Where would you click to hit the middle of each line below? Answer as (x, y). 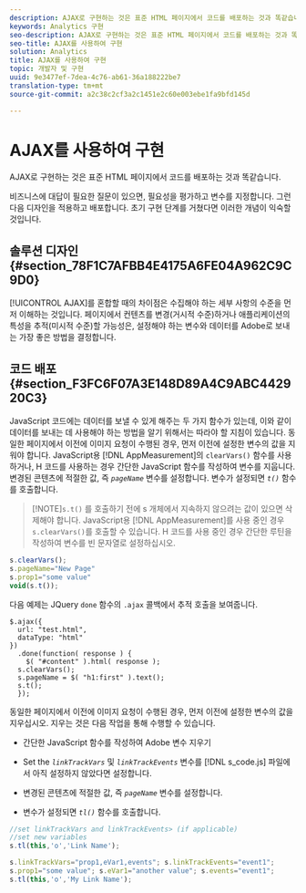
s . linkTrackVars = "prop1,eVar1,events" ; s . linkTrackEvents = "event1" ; (142, 863)
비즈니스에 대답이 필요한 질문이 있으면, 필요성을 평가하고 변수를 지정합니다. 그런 (150, 196)
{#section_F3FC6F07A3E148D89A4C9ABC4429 (150, 384)
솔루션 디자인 (44, 250)
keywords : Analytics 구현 (57, 26)
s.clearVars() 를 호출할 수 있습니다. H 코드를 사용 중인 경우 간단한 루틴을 (162, 532)
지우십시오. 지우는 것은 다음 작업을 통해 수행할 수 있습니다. (112, 722)
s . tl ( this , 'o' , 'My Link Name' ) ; (71, 879)
